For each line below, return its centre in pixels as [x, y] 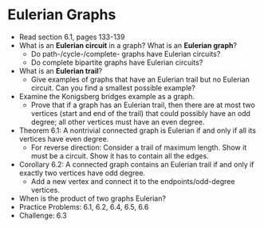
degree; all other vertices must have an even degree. [118, 122]
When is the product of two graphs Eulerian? [93, 198]
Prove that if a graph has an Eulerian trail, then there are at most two [143, 105]
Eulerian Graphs [62, 15]
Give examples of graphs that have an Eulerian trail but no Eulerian [140, 79]
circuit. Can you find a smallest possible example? [113, 88]
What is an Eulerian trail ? [61, 70]
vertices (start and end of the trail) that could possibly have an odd [140, 113]
